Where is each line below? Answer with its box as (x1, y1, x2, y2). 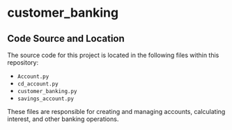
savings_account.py (17, 95, 75, 102)
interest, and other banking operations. (7, 115, 119, 123)
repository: (7, 58, 39, 67)
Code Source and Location (7, 33, 125, 44)
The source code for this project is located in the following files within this (7, 51, 219, 59)
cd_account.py (17, 81, 59, 88)
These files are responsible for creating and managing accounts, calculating (7, 108, 226, 115)
